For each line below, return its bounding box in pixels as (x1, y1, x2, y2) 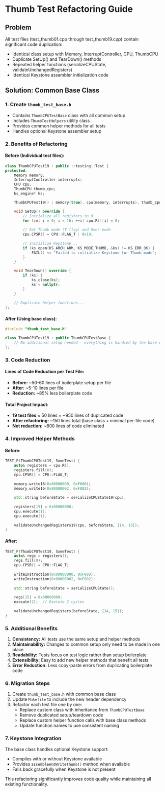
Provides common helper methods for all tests (12, 122, 106, 129)
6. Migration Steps (5, 680, 50, 687)
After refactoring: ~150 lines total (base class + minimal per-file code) (12, 418, 155, 424)
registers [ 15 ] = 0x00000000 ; (14, 505, 74, 510)
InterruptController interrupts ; (14, 177, 82, 182)
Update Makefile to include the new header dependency (12, 696, 127, 702)
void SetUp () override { (14, 209, 65, 214)
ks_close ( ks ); (31, 277, 60, 282)
